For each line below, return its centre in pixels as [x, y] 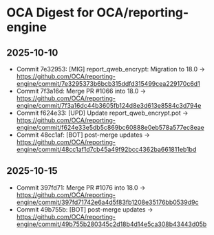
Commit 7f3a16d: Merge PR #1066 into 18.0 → [81, 91]
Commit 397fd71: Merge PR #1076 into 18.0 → [81, 188]
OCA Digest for [50, 13]
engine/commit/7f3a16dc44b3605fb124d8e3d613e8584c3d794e [109, 105]
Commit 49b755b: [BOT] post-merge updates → [85, 209]
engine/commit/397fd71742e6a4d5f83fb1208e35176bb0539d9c [107, 202]
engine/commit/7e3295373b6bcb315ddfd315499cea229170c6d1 [108, 83]
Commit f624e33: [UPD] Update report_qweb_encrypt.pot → [102, 113]
